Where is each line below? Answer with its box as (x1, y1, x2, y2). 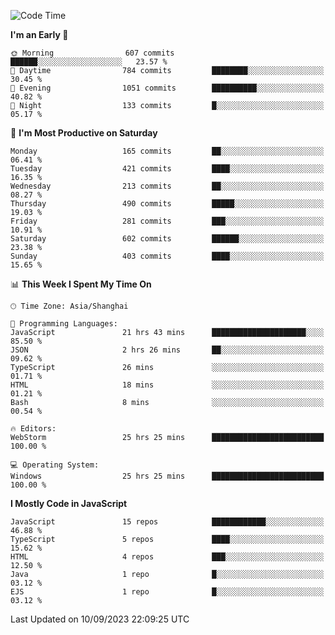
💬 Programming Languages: (10, 319, 118, 329)
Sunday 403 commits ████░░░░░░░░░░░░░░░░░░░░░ (10, 251, 325, 261)
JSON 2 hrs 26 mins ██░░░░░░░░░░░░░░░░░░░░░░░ (10, 345, 325, 355)
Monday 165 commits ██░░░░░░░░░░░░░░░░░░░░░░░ (10, 146, 325, 156)
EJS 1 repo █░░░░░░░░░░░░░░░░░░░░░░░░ (10, 587, 325, 597)
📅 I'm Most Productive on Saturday (10, 127, 158, 139)
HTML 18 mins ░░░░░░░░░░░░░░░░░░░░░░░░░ (10, 380, 325, 390)
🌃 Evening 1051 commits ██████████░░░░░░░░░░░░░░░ (10, 83, 325, 93)
